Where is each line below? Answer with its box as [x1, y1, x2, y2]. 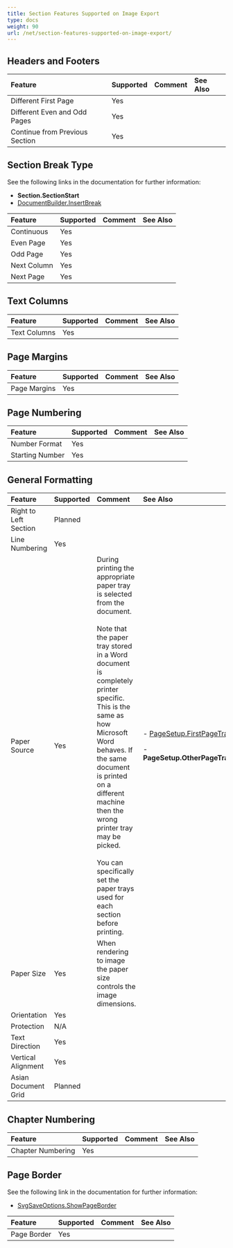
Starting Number [10, 450, 65, 460]
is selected [96, 590, 132, 599]
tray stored [96, 642, 132, 651]
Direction [10, 1042, 40, 1051]
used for [96, 893, 124, 902]
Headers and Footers [7, 55, 100, 67]
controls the [96, 982, 136, 992]
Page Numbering [7, 407, 82, 419]
